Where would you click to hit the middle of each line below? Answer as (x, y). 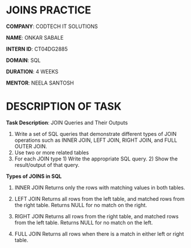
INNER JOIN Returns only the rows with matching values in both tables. (100, 187)
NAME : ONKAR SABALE (35, 37)
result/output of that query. (47, 165)
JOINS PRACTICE (49, 10)
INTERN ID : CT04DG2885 (37, 49)
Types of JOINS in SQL (34, 176)
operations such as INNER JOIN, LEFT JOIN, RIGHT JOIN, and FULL (96, 140)
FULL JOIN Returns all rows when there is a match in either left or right (99, 233)
